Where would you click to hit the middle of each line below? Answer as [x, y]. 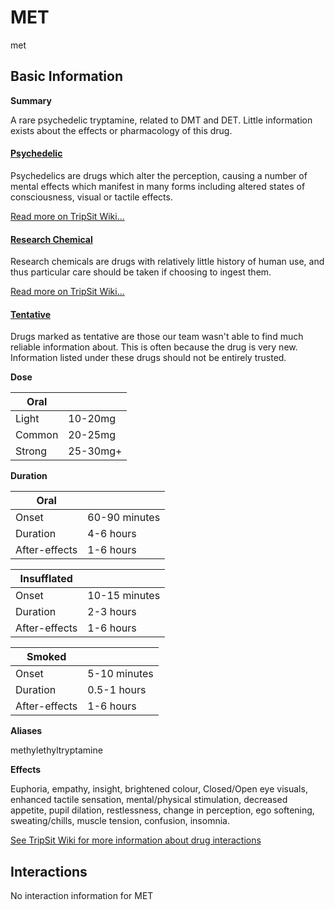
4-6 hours [112, 534]
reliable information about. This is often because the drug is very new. [154, 347]
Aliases [26, 731]
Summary [31, 100]
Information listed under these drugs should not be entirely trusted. [148, 358]
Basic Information [67, 76]
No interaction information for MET [82, 896]
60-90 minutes [124, 518]
